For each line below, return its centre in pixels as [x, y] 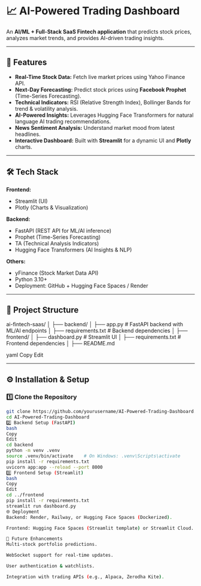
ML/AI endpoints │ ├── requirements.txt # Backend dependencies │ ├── [97, 331]
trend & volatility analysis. [46, 108]
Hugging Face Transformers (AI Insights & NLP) [73, 250]
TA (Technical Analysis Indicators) [57, 243]
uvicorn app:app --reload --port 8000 [54, 467]
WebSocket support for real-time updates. [60, 555]
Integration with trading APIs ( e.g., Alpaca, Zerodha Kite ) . [85, 577]
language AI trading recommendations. [63, 121]
